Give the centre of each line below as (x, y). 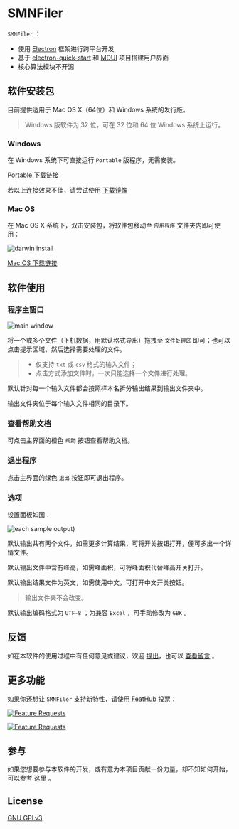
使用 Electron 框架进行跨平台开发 (66, 48)
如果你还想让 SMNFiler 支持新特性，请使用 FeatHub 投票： (92, 699)
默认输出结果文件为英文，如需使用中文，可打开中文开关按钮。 (98, 582)
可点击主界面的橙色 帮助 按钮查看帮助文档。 (70, 440)
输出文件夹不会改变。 (56, 597)
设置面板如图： (29, 514)
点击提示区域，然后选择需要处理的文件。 (67, 349)
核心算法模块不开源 (46, 66)
